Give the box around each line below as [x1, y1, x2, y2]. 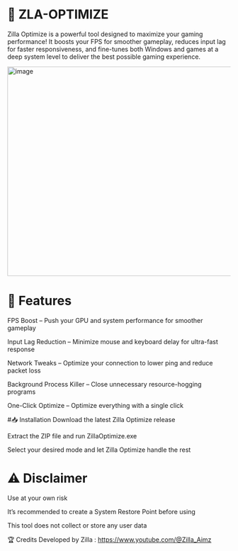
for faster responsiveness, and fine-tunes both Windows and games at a [7, 45, 219, 53]
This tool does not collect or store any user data [7, 521, 147, 530]
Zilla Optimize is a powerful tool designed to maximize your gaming [7, 30, 203, 38]
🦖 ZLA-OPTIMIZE [7, 6, 109, 23]
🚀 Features [7, 293, 72, 309]
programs [7, 387, 36, 396]
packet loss [7, 366, 41, 375]
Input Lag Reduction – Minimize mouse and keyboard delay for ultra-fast [7, 337, 218, 346]
